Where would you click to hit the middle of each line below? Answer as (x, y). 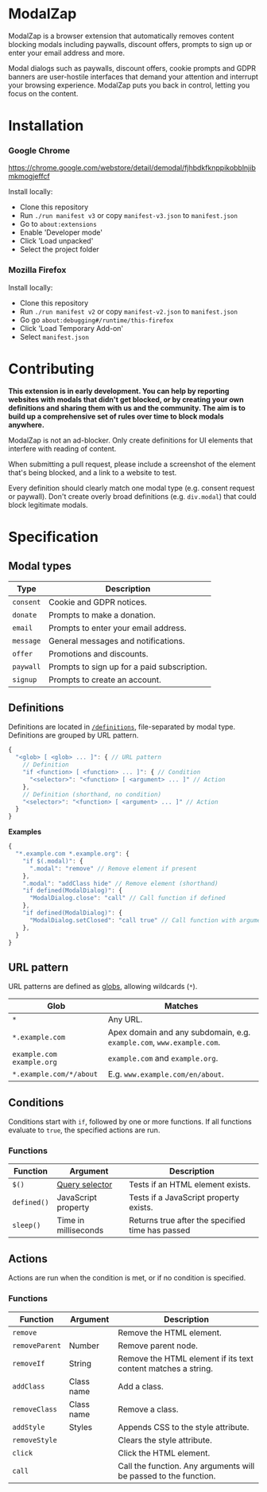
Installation (46, 126)
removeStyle (35, 1440)
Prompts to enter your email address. (118, 628)
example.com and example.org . (163, 1058)
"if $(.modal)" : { (53, 861)
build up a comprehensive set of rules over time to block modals (116, 416)
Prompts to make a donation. (103, 615)
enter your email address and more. (67, 53)
